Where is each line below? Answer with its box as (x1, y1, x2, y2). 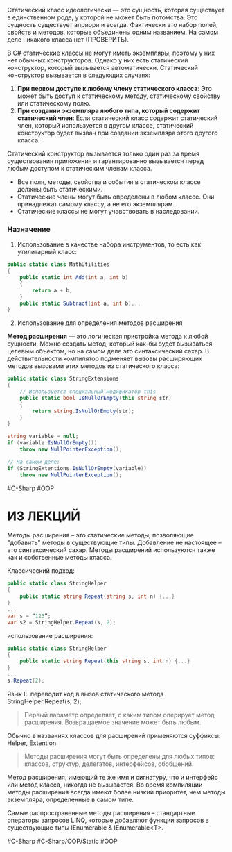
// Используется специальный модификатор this (19, 388, 157, 395)
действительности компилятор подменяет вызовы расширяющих (7, 354, 203, 363)
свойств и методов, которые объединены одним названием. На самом (7, 28, 219, 36)
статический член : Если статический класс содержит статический (17, 114, 218, 122)
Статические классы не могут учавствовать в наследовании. (17, 208, 200, 215)
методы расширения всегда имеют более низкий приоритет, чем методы (7, 787, 226, 796)
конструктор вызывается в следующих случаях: (7, 71, 150, 79)
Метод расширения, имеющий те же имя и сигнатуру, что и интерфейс (7, 773, 218, 781)
